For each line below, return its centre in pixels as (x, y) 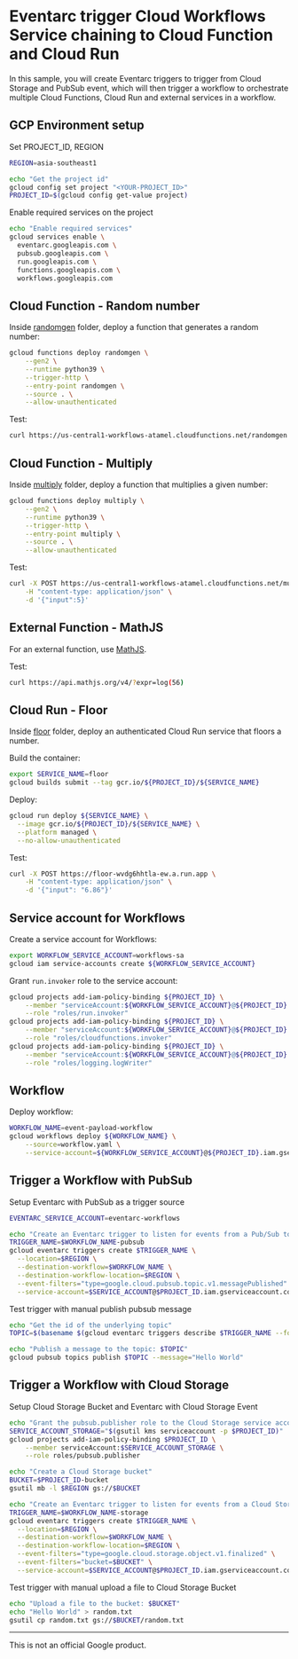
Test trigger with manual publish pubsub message (101, 1309)
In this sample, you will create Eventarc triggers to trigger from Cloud (135, 78)
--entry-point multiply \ (73, 534)
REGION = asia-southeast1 (53, 163)
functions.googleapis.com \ (69, 270)
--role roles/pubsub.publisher (83, 1456)
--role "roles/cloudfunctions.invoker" (99, 1038)
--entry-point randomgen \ (75, 386)
